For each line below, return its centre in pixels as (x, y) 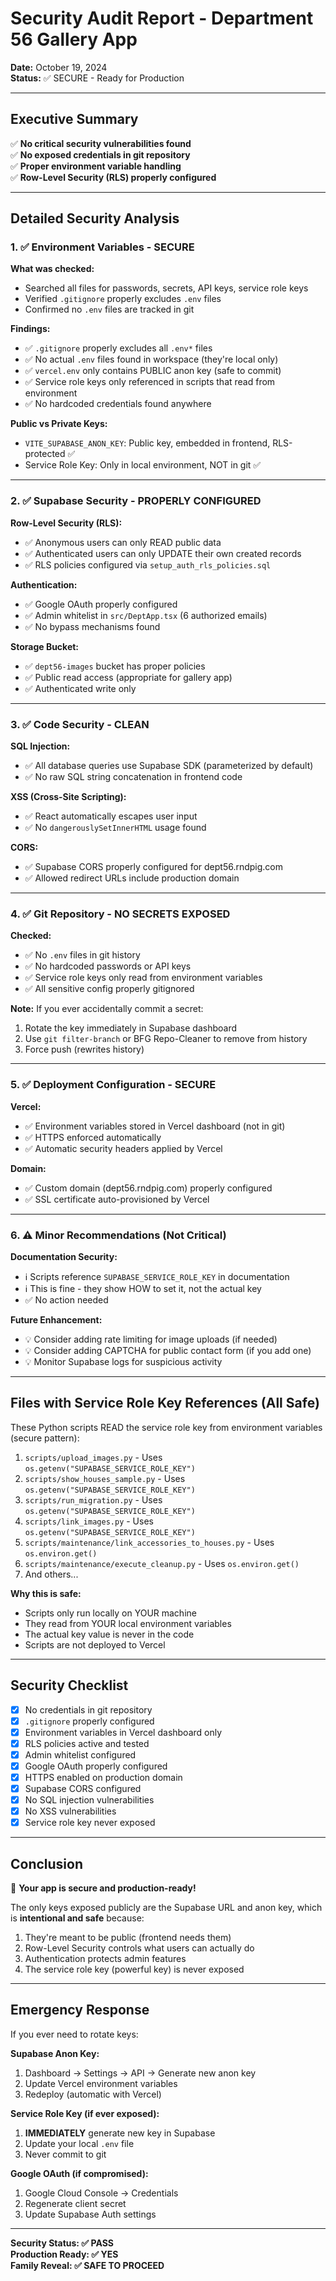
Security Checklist (69, 1685)
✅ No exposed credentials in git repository (100, 154)
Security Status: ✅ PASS (62, 2243)
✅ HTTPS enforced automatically (93, 1137)
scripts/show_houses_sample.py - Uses (105, 1478)
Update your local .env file (79, 2143)
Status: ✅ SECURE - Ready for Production (97, 78)
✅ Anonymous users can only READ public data (123, 542)
